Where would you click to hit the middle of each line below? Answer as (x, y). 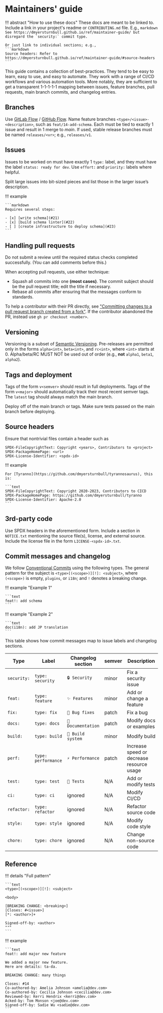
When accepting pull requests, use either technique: (57, 272)
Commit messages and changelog (58, 556)
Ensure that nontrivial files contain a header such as (57, 438)
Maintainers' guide (44, 9)
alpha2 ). (13, 359)
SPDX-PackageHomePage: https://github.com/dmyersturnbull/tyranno (73, 495)
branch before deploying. (30, 411)
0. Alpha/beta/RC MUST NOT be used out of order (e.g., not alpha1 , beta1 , (79, 354)
